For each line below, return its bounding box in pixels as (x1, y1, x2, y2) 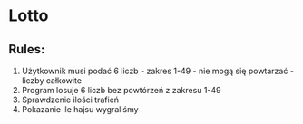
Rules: (8, 42, 45, 57)
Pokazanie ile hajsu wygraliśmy (21, 104, 139, 114)
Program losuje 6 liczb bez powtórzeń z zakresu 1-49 (21, 85, 221, 95)
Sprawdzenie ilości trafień (21, 94, 120, 105)
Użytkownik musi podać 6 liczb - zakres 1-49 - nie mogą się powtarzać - (21, 65, 294, 76)
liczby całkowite (21, 75, 83, 86)
